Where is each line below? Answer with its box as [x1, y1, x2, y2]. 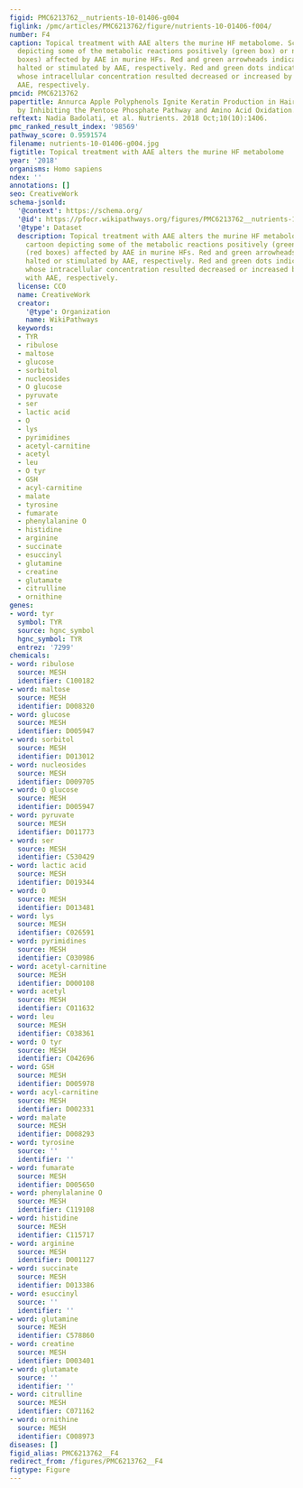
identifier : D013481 [17, 903, 95, 912]
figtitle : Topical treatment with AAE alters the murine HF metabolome [9, 147, 284, 156]
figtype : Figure [9, 1465, 70, 1474]
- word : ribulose [9, 660, 75, 669]
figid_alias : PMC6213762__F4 [9, 1448, 119, 1458]
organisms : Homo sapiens [9, 164, 103, 173]
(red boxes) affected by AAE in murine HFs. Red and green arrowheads [25, 248, 297, 257]
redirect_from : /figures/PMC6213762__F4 [9, 1457, 164, 1466]
